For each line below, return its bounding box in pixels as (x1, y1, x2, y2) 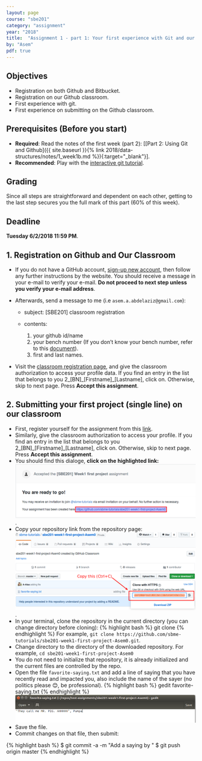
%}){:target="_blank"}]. (91, 153, 150, 160)
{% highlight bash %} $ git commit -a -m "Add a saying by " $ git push (6, 741, 180, 748)
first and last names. (32, 351, 84, 358)
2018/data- (105, 146, 133, 153)
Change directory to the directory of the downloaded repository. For (14, 643, 184, 651)
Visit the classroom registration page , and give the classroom (14, 363, 167, 370)
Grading (6, 176, 37, 186)
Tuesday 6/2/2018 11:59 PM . (6, 232, 79, 240)
